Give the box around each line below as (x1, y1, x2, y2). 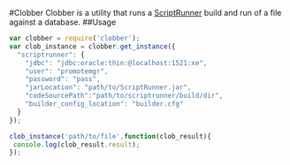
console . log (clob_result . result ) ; (12, 140, 141, 149)
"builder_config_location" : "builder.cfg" (25, 100, 184, 109)
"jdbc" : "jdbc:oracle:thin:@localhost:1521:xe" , (25, 58, 208, 67)
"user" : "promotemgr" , (25, 66, 109, 76)
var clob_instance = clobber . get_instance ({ (9, 41, 176, 51)
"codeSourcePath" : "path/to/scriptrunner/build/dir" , (25, 92, 224, 101)
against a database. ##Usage (9, 17, 117, 27)
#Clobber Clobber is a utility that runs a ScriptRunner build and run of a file (9, 8, 282, 18)
